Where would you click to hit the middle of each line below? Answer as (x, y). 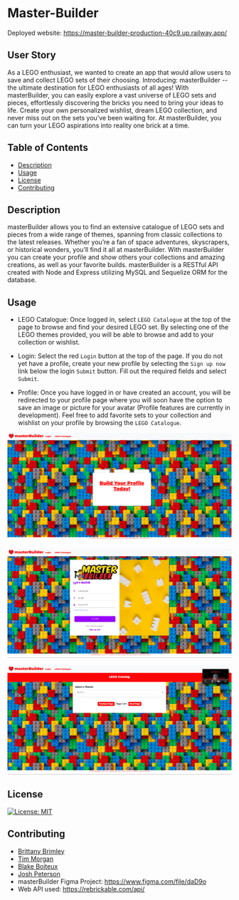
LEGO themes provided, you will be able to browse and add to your (116, 335)
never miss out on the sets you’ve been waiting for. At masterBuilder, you (115, 117)
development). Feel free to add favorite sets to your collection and (115, 415)
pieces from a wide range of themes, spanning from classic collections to (115, 235)
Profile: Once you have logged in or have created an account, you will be (124, 392)
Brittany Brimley (41, 851)
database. (22, 280)
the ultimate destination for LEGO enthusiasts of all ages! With (98, 88)
